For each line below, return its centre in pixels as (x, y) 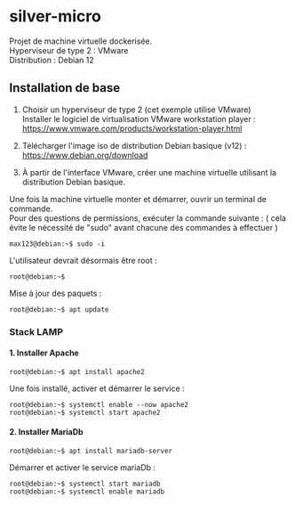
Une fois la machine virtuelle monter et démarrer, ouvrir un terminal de (138, 199)
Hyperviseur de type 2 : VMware (69, 50)
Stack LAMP (36, 331)
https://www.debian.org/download (85, 155)
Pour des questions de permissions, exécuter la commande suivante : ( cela (148, 218)
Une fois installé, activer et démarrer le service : (97, 388)
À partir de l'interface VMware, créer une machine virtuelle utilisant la (149, 172)
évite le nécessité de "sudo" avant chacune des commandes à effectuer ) (144, 227)
